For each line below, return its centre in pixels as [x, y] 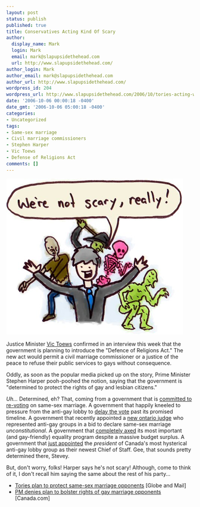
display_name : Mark [36, 44]
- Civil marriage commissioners [46, 139]
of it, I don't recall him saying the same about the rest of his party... [88, 474]
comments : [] [22, 164]
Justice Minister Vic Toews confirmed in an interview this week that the [94, 344]
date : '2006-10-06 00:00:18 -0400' [50, 101]
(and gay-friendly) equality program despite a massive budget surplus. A [95, 437]
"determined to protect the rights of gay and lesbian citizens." [82, 387]
